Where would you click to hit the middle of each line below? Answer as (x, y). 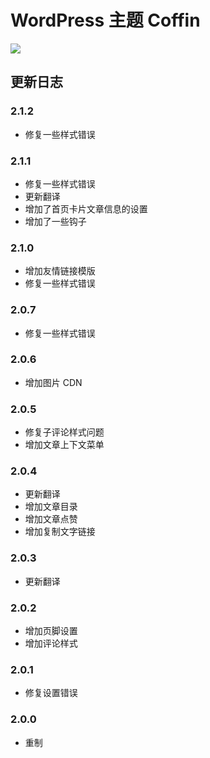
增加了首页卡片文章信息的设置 (86, 208)
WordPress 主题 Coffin (105, 20)
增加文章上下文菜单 (64, 445)
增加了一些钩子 (55, 221)
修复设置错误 (51, 693)
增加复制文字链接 (60, 532)
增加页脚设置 (51, 630)
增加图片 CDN (53, 382)
